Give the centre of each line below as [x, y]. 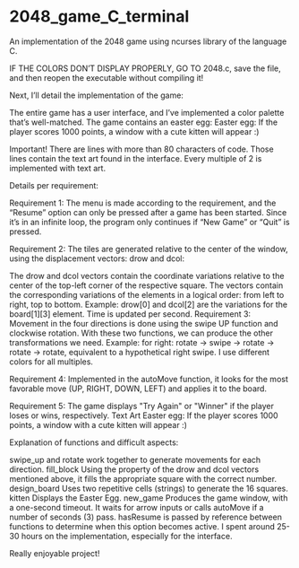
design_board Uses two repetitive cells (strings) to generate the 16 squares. [149, 488]
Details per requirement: [54, 185]
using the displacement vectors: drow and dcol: [97, 258]
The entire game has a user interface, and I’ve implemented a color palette [147, 112]
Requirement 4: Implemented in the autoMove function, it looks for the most [149, 379]
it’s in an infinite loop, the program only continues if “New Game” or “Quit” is [149, 222]
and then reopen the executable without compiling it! [107, 77]
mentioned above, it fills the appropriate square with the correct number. [143, 478]
